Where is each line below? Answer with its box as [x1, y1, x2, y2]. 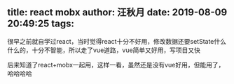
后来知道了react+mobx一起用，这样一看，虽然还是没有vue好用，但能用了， [7, 60, 225, 69]
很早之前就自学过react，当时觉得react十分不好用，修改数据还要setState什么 [7, 37, 226, 45]
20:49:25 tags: [7, 18, 75, 30]
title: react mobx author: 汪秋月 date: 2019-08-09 [7, 6, 228, 19]
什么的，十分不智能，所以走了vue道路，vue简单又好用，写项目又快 [7, 46, 201, 54]
